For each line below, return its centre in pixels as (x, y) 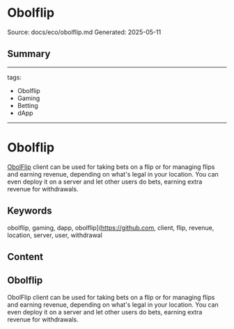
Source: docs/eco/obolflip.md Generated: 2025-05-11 (84, 32)
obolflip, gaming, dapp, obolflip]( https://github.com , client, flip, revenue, (111, 227)
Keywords (30, 211)
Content (25, 256)
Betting (28, 105)
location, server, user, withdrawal (55, 235)
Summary (29, 54)
